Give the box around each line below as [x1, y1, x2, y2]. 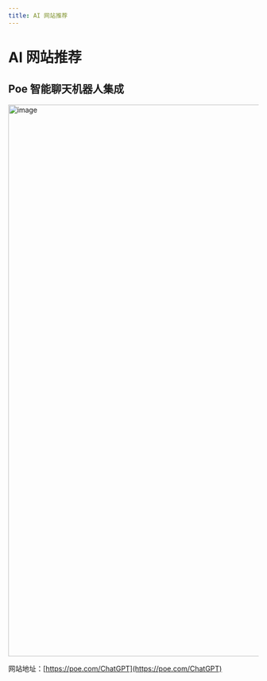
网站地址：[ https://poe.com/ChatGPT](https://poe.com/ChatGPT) [8, 664, 222, 673]
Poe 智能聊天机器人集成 [8, 83, 125, 96]
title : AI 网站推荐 [8, 11, 68, 20]
